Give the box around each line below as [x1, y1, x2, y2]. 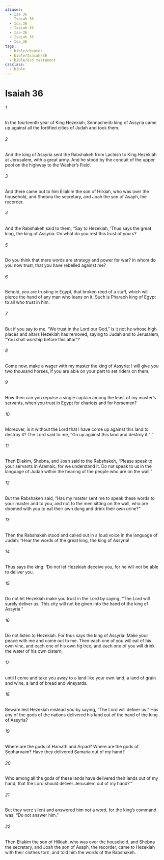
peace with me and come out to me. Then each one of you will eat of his [5, 638, 151, 644]
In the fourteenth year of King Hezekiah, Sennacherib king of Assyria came [5, 120, 157, 126]
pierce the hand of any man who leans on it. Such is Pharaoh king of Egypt [5, 294, 156, 300]
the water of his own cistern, [5, 648, 63, 654]
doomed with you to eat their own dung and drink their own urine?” [5, 506, 141, 511]
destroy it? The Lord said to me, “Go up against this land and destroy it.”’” [5, 432, 154, 438]
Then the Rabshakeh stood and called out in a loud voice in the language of [5, 532, 158, 538]
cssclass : [5, 62, 26, 67]
